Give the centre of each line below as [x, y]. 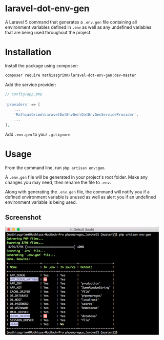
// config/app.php [24, 94]
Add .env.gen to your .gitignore [38, 134]
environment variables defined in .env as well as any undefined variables [78, 27]
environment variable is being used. [41, 202]
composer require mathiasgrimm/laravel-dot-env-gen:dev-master [71, 75]
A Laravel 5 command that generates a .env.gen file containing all [71, 22]
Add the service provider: [31, 85]
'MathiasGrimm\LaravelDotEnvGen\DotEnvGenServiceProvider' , [76, 115]
